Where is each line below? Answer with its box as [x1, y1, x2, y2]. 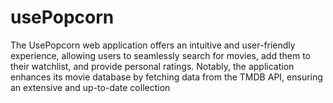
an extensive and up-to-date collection [10, 81, 171, 93]
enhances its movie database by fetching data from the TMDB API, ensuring [10, 71, 323, 83]
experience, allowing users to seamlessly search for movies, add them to [10, 49, 311, 61]
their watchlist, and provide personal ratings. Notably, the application [10, 60, 295, 72]
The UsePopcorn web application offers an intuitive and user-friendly [10, 39, 296, 51]
